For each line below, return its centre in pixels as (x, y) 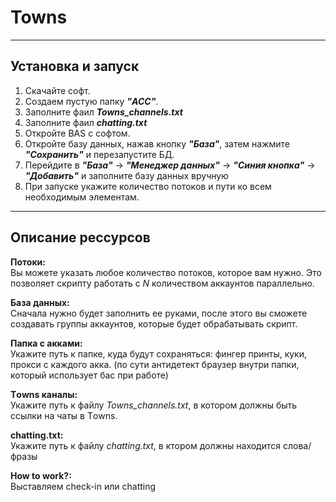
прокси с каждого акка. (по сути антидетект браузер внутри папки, (155, 364)
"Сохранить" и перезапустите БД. (99, 154)
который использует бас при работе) (89, 375)
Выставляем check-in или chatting (83, 486)
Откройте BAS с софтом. (77, 133)
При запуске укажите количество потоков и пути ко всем (148, 186)
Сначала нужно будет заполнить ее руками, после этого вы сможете (159, 313)
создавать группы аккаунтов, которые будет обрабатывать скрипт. (154, 323)
